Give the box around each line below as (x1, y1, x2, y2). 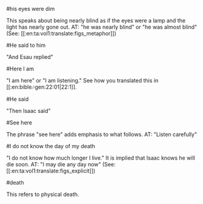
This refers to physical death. (6, 191, 79, 198)
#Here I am (6, 65, 35, 72)
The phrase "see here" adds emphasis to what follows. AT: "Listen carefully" (6, 131, 198, 138)
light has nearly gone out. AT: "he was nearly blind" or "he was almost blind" (6, 24, 198, 30)
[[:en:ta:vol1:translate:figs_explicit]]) (6, 167, 96, 174)
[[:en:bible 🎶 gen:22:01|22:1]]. (6, 83, 77, 90)
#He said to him (6, 42, 46, 49)
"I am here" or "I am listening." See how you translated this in (6, 77, 159, 84)
